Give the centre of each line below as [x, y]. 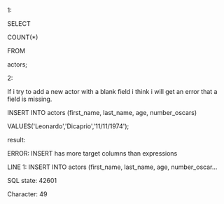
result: [16, 140]
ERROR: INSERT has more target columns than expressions [92, 153]
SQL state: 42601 [32, 181]
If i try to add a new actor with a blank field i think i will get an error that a [112, 91]
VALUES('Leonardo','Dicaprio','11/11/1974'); [68, 126]
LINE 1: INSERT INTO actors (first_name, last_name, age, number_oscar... [112, 167]
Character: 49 [27, 194]
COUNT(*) [23, 37]
